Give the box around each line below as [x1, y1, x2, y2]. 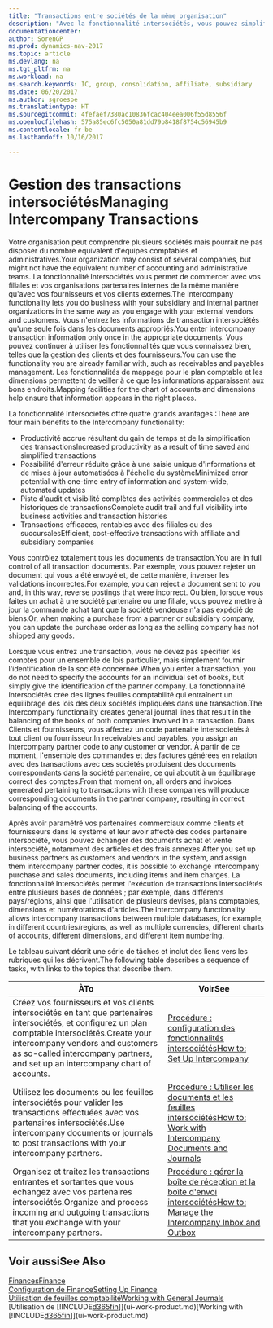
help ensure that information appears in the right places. [8, 393, 197, 402]
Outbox [167, 1227, 197, 1238]
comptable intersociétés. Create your [12, 1027, 152, 1039]
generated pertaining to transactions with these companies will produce [8, 785, 249, 794]
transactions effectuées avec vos [12, 1106, 140, 1118]
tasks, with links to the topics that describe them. [8, 963, 173, 974]
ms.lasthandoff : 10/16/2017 [8, 133, 104, 141]
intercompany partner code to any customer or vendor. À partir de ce [8, 741, 240, 751]
